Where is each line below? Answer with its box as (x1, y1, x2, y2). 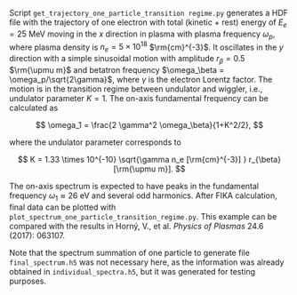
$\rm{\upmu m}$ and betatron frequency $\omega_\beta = (9, 64, 225, 75)
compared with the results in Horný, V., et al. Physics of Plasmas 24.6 (9, 220, 264, 231)
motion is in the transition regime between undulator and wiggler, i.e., (9, 84, 263, 94)
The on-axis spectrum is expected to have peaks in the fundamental (9, 180, 260, 191)
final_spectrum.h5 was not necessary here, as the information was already (9, 257, 285, 267)
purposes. (9, 275, 47, 286)
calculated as (9, 102, 59, 113)
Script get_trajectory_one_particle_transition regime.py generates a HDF (9, 8, 289, 18)
